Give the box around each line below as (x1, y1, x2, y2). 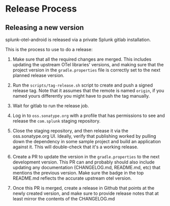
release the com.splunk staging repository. (12, 118, 100, 124)
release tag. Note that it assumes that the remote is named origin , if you (12, 88, 164, 94)
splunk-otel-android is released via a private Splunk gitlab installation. (5, 36, 151, 43)
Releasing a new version (5, 23, 84, 32)
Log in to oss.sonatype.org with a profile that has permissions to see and (12, 112, 165, 118)
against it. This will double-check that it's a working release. (12, 144, 139, 150)
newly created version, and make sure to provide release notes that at (12, 190, 159, 196)
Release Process (5, 3, 77, 15)
